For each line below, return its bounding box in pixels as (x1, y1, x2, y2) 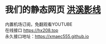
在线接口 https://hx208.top (5, 27, 58, 33)
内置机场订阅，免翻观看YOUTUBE (5, 21, 73, 27)
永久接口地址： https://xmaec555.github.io (5, 33, 89, 39)
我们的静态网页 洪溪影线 (5, 4, 101, 15)
